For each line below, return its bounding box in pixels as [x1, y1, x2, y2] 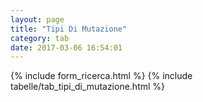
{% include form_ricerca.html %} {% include [10, 70, 193, 82]
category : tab [10, 33, 70, 43]
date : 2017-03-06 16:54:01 [10, 42, 123, 53]
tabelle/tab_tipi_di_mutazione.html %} [10, 81, 166, 93]
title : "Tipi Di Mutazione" [10, 24, 128, 34]
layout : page [10, 14, 65, 25]
